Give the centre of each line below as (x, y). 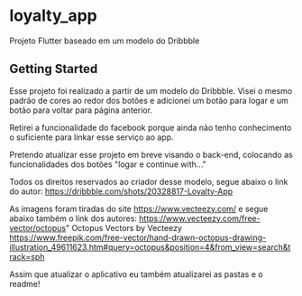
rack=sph (27, 256)
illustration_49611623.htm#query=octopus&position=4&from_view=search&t (150, 247)
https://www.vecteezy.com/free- (200, 218)
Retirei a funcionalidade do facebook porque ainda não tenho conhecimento (151, 127)
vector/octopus (37, 227)
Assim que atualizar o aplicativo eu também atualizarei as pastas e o (136, 274)
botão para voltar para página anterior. (81, 110)
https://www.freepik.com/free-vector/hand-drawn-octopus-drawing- (138, 237)
